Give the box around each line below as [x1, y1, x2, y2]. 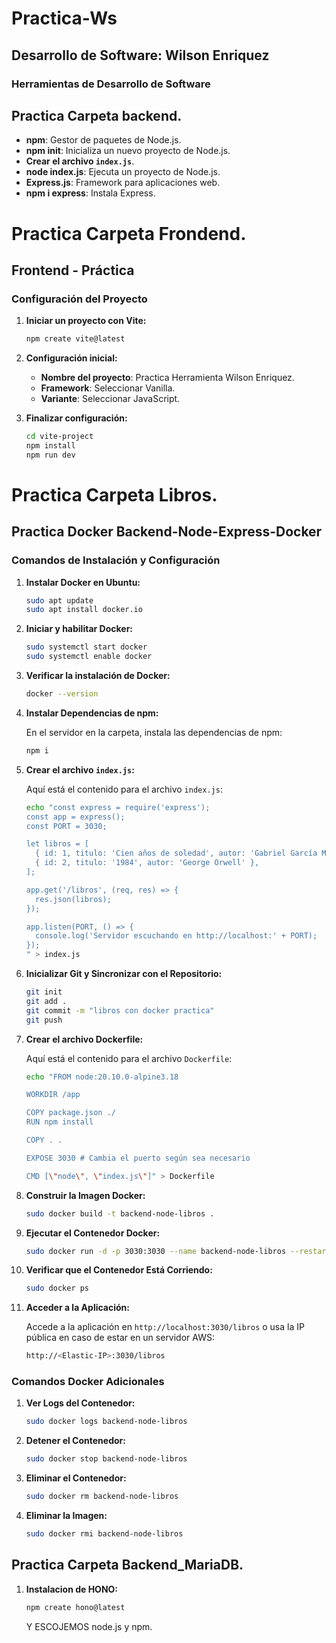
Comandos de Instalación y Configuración [11, 553, 221, 567]
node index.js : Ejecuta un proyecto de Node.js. [25, 166, 221, 178]
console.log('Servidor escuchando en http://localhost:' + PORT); [35, 931, 318, 941]
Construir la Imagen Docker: [25, 1189, 146, 1201]
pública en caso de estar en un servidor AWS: [25, 1332, 215, 1344]
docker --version [25, 689, 99, 699]
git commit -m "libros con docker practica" [25, 1005, 215, 1016]
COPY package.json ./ [25, 1108, 116, 1118]
